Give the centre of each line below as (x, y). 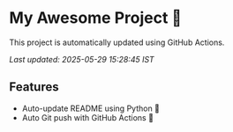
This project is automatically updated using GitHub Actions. (117, 42)
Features (34, 87)
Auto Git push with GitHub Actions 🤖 (88, 117)
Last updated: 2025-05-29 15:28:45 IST (82, 59)
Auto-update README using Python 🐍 (91, 108)
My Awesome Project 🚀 (96, 18)
